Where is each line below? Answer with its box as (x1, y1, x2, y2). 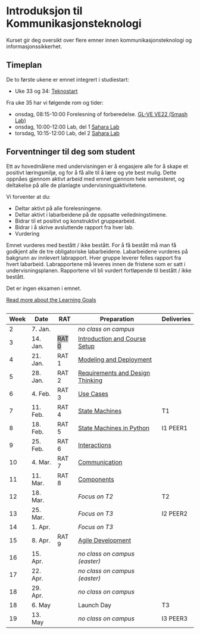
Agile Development (78, 536, 132, 544)
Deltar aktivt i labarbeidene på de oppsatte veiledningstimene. (14, 211, 168, 218)
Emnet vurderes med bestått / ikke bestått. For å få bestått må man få (6, 241, 177, 248)
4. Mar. (32, 458, 52, 466)
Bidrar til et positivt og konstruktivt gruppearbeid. (14, 217, 136, 224)
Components (78, 475, 114, 483)
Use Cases (78, 389, 109, 398)
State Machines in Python (78, 424, 150, 432)
